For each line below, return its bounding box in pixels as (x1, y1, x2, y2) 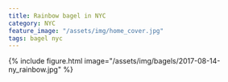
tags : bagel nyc (8, 34, 63, 43)
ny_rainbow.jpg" (8, 65, 62, 75)
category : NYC (8, 19, 56, 27)
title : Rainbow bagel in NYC (8, 11, 106, 20)
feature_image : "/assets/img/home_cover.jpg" (8, 27, 164, 35)
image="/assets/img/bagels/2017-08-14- (84, 56, 221, 66)
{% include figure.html (8, 56, 83, 66)
